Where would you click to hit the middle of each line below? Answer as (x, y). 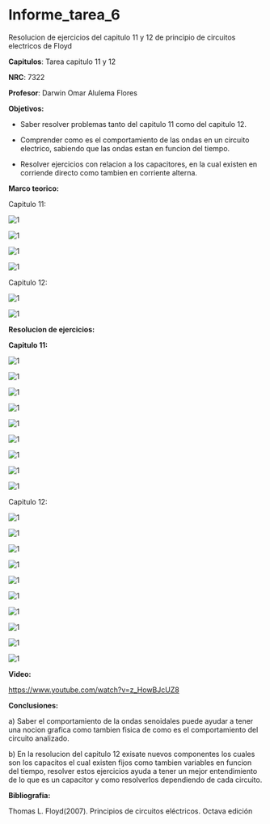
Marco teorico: (34, 188)
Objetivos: (26, 108)
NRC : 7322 (27, 77)
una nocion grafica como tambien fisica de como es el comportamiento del (133, 729)
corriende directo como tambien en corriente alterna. (109, 172)
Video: (20, 674)
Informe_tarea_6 (64, 15)
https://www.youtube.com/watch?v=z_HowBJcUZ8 (94, 690)
